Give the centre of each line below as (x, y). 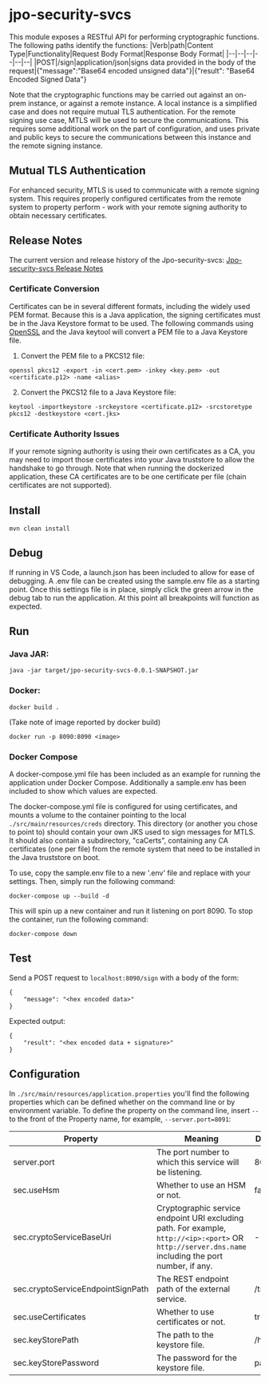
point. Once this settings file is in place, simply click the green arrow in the (131, 589)
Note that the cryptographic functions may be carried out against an (121, 94)
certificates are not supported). (61, 486)
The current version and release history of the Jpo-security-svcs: (117, 260)
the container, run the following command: (79, 919)
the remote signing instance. (56, 145)
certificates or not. (191, 1322)
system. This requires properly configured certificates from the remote (125, 198)
